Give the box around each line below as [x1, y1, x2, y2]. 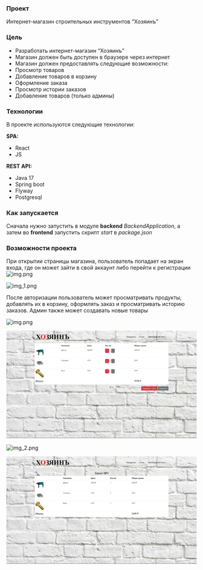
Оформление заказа [14, 79, 68, 86]
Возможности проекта [6, 244, 77, 253]
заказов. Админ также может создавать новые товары [6, 307, 148, 314]
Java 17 [14, 174, 34, 181]
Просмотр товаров [14, 66, 65, 73]
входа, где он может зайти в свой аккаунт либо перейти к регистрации [6, 264, 191, 271]
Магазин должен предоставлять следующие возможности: [14, 59, 169, 67]
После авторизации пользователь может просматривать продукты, [6, 294, 182, 301]
